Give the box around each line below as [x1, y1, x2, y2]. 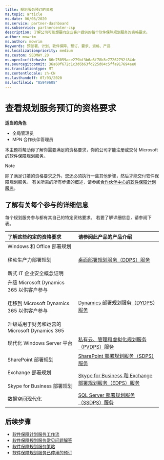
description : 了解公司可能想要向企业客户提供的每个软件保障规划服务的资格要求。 [5, 30, 150, 35]
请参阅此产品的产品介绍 [78, 234, 132, 241]
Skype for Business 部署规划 [7, 383, 73, 389]
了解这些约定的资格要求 [7, 234, 62, 241]
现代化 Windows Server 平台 [7, 340, 73, 347]
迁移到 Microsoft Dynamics [7, 300, 70, 307]
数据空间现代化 [7, 395, 42, 402]
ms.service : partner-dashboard [5, 21, 69, 26]
